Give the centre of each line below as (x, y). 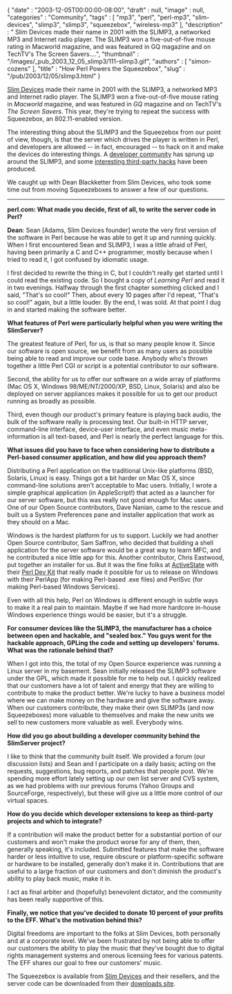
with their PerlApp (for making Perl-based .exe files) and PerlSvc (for (105, 579)
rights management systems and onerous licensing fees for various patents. (115, 955)
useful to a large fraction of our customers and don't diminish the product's (114, 871)
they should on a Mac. (39, 522)
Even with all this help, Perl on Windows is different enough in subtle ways (113, 600)
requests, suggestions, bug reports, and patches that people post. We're (110, 771)
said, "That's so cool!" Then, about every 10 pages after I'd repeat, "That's (113, 295)
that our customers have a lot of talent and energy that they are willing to (110, 686)
